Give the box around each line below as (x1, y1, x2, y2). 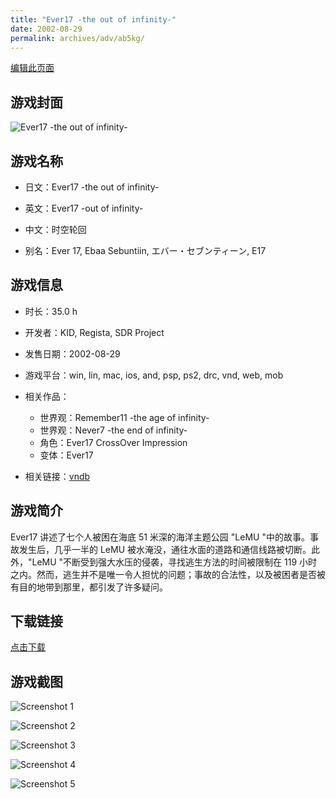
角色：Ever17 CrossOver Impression (39, 436, 188, 448)
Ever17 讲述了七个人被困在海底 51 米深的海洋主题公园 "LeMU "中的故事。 (10, 531, 310, 543)
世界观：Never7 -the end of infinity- (39, 424, 188, 436)
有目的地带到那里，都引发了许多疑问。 (10, 581, 168, 593)
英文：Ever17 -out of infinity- (24, 202, 144, 214)
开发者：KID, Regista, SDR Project (24, 326, 165, 338)
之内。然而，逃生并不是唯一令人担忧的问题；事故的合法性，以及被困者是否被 (10, 568, 326, 580)
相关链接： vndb (24, 470, 91, 482)
